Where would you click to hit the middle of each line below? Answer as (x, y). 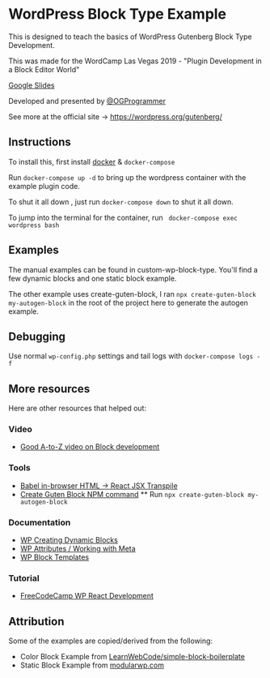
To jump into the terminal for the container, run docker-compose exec (123, 217)
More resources (49, 389)
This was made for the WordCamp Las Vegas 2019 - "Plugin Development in (135, 61)
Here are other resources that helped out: (78, 408)
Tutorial (24, 578)
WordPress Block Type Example (118, 14)
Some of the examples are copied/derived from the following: (110, 641)
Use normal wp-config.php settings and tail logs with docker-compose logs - (135, 356)
